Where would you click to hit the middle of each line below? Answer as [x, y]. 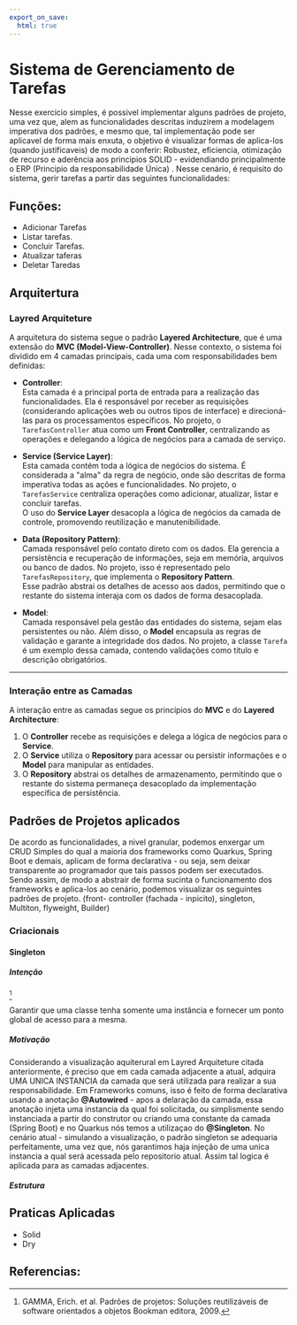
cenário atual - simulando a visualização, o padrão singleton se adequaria [144, 1137]
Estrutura [27, 1185]
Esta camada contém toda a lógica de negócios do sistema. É [134, 465]
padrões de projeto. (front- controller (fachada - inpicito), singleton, [132, 899]
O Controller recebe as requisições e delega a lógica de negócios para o [155, 737]
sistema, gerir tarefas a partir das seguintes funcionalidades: [120, 179]
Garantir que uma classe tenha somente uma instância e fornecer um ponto [147, 1010]
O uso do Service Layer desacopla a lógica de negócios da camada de [151, 512]
